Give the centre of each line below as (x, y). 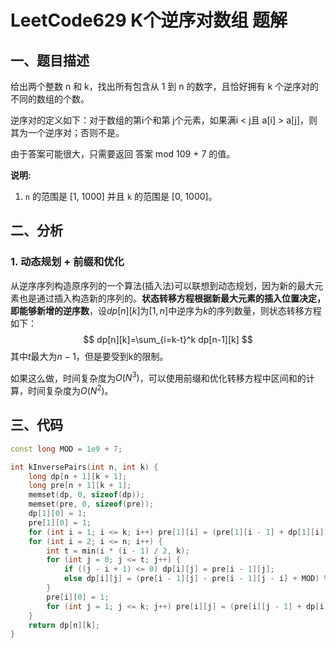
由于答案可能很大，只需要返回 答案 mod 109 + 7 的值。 (123, 154)
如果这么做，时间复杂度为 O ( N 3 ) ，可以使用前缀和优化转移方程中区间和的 (158, 377)
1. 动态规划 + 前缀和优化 (67, 262)
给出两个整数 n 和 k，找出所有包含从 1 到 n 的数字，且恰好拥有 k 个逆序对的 (165, 86)
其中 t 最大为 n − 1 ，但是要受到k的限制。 (89, 356)
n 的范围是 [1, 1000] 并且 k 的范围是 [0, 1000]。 (121, 196)
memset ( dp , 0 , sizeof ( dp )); (86, 495)
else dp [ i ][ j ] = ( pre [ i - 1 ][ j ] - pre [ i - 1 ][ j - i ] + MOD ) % (196, 579)
